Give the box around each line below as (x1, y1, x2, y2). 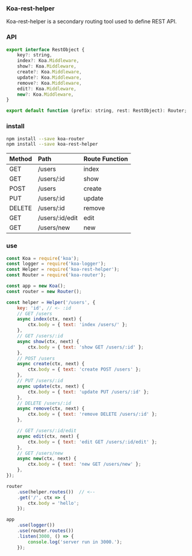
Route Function (83, 155, 128, 163)
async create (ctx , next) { (17, 361, 85, 367)
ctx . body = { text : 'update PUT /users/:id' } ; (28, 389, 149, 395)
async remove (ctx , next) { (17, 406, 85, 412)
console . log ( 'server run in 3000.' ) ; (28, 539, 122, 545)
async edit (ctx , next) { (17, 433, 79, 439)
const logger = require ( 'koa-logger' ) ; (6, 261, 107, 267)
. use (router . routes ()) (17, 528, 74, 534)
